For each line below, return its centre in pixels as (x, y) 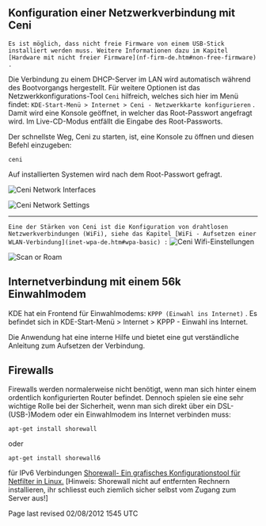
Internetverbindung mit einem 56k (95, 282)
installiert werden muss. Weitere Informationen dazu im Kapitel (118, 51)
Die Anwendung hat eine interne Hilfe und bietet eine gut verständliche (124, 337)
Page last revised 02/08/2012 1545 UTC (73, 513)
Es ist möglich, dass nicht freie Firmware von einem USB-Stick (116, 44)
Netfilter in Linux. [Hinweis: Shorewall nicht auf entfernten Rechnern (119, 482)
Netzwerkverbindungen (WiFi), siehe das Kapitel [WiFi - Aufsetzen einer (133, 234)
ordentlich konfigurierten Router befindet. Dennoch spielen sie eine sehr (126, 398)
